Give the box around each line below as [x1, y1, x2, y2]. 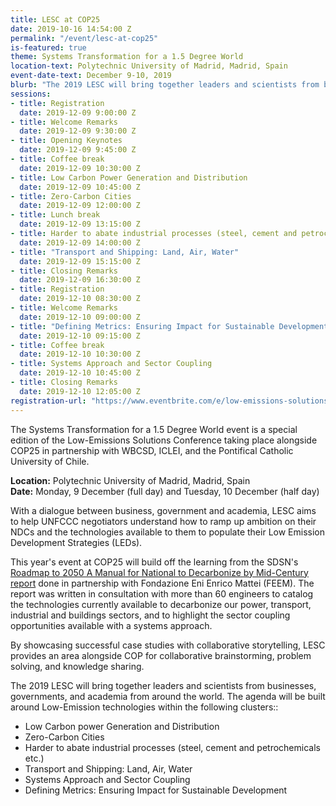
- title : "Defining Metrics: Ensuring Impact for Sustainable [10, 321, 275, 331]
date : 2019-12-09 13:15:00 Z [19, 219, 141, 230]
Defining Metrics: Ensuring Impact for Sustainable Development [24, 784, 288, 796]
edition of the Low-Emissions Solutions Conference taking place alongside [10, 434, 318, 446]
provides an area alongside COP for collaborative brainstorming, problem [10, 649, 312, 661]
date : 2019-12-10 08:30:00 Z [19, 294, 141, 304]
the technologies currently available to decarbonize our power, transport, [10, 598, 312, 610]
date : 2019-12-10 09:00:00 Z [19, 312, 141, 322]
